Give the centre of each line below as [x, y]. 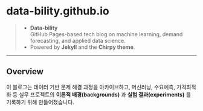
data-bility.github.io [58, 11]
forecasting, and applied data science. [78, 40]
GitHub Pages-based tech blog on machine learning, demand [106, 34]
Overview [25, 71]
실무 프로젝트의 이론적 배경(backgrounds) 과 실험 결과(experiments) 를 [105, 94]
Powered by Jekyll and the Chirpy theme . [82, 47]
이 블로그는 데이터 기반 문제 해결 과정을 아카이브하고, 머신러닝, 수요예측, [91, 87]
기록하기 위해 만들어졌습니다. [40, 102]
